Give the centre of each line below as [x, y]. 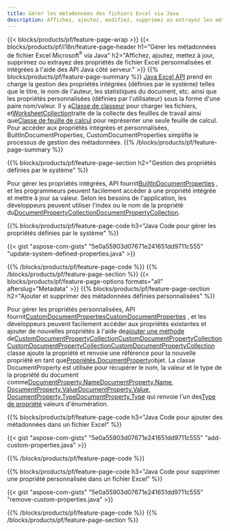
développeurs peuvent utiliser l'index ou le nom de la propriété [95, 206]
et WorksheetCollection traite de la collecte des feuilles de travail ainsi [104, 113]
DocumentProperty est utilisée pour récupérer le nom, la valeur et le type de [115, 368]
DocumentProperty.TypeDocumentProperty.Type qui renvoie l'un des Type [111, 397]
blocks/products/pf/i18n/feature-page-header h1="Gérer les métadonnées [112, 47]
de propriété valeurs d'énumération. [58, 404]
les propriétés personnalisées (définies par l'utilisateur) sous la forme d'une [114, 99]
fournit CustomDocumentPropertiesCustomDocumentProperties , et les [107, 317]
